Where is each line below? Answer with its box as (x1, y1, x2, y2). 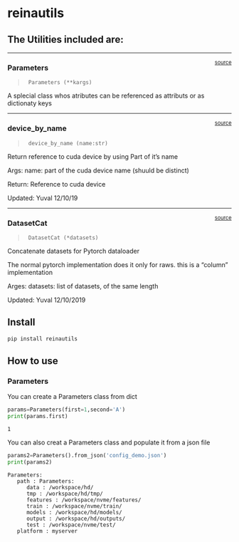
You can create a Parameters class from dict (7, 392, 137, 401)
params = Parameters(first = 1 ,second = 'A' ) (7, 406, 126, 414)
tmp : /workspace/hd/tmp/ (26, 490, 103, 497)
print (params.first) (7, 413, 69, 420)
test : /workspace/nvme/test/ (26, 521, 116, 528)
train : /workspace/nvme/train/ (26, 502, 122, 510)
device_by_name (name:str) (28, 140, 108, 147)
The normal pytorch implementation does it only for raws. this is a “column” (7, 260, 228, 269)
